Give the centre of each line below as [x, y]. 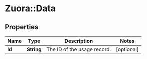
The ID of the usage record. [79, 49]
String [34, 49]
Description [79, 41]
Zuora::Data [31, 9]
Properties [22, 27]
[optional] [127, 49]
